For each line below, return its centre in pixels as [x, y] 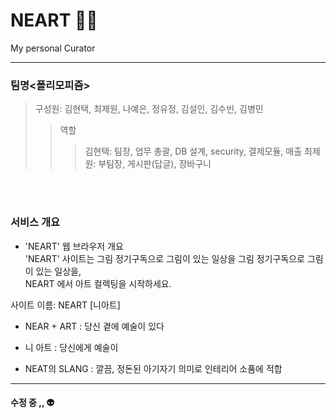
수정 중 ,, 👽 [32, 403]
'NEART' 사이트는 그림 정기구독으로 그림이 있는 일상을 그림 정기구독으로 [164, 258]
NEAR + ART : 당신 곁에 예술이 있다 [94, 326]
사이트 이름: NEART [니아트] [65, 305]
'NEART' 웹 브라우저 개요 [74, 246]
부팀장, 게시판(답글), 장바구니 [155, 164]
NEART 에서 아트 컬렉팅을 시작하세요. [98, 283]
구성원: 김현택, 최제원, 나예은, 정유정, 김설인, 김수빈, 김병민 [149, 109]
